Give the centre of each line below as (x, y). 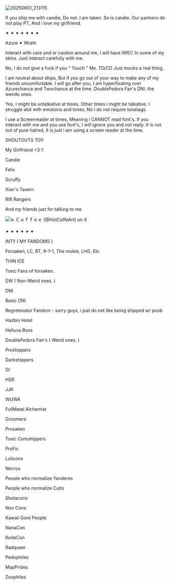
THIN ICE (15, 261)
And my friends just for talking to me (44, 209)
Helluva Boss (19, 330)
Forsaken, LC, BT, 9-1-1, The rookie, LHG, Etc (52, 251)
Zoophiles (16, 577)
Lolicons (14, 458)
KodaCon (15, 537)
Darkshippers (20, 360)
